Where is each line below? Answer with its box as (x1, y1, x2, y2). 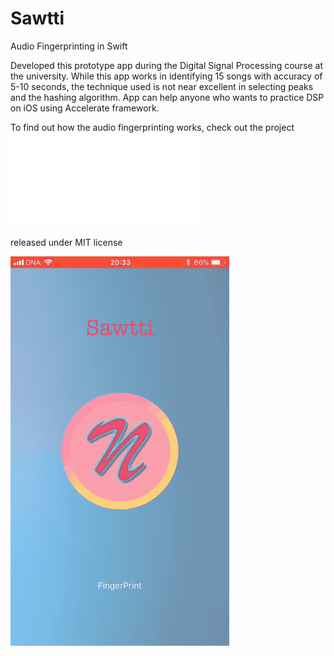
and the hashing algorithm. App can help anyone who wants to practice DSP (10, 91, 325, 103)
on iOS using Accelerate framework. (10, 102, 160, 114)
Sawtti (10, 7, 65, 30)
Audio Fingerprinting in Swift (10, 40, 128, 52)
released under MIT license (10, 236, 123, 248)
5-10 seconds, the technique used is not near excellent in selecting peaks (10, 80, 314, 92)
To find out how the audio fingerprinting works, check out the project (10, 121, 295, 133)
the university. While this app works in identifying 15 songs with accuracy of (10, 70, 323, 82)
